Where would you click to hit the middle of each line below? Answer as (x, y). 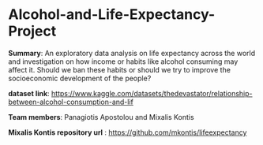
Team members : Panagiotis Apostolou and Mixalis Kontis (101, 117)
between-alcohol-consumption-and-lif (71, 102)
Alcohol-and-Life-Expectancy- (112, 15)
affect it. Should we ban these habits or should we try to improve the (120, 69)
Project (32, 31)
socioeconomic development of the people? (80, 78)
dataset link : (29, 93)
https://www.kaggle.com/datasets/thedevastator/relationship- (152, 93)
